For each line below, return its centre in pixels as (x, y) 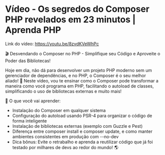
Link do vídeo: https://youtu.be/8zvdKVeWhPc (52, 43)
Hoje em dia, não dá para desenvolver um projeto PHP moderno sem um (79, 70)
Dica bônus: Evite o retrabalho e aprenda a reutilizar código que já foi (82, 142)
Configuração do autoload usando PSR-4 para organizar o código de (82, 116)
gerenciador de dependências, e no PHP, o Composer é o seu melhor (76, 76)
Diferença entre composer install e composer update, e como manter (82, 131)
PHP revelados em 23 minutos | (70, 19)
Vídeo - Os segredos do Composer (77, 9)
